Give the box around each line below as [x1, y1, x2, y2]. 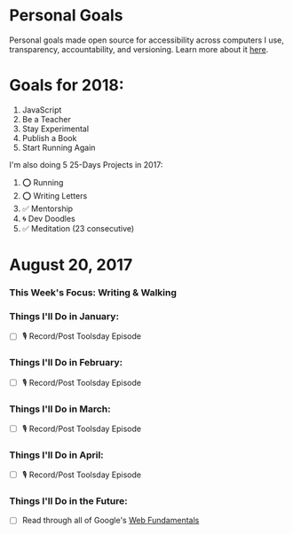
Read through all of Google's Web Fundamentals [21, 515, 200, 526]
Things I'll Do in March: [9, 403, 111, 415]
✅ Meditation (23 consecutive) [21, 223, 135, 233]
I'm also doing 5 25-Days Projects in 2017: [9, 159, 163, 169]
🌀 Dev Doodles [21, 213, 75, 224]
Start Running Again [21, 142, 96, 153]
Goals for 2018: [9, 75, 124, 96]
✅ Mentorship [21, 203, 74, 214]
